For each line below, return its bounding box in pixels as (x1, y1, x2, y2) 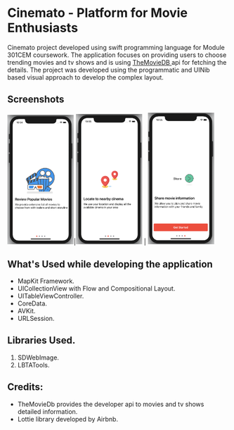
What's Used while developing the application (7, 258, 213, 270)
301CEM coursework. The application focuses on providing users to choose (7, 51, 227, 59)
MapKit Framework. (17, 277, 75, 285)
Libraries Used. (7, 334, 76, 346)
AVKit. (17, 307, 36, 315)
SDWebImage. (17, 353, 60, 362)
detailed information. (17, 407, 78, 416)
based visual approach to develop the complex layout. (7, 72, 164, 82)
